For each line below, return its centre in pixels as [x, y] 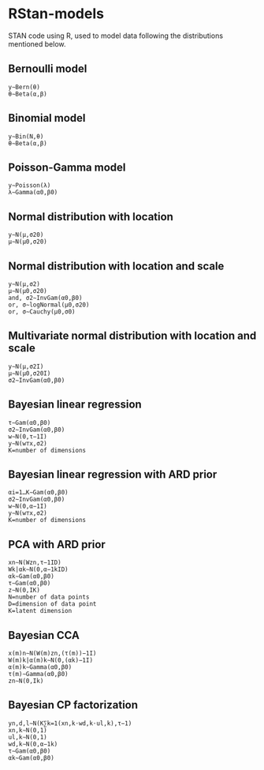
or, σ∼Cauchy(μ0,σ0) [42, 312]
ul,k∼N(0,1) [28, 737]
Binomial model [47, 118]
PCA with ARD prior [57, 545]
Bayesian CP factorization [73, 705]
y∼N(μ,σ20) [26, 235]
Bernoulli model [48, 69]
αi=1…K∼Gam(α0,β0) [38, 493]
